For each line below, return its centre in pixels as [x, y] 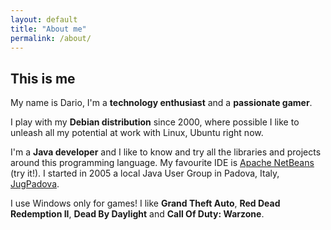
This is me [43, 78]
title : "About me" [48, 29]
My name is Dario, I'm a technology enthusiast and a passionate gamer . [161, 103]
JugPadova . [35, 184]
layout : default [44, 19]
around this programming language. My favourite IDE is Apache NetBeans [162, 163]
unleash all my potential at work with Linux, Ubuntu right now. [137, 133]
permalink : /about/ [51, 38]
